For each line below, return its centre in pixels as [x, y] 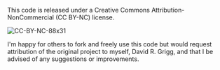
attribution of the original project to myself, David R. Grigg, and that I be [110, 52]
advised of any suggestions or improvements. [73, 59]
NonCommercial [31, 17]
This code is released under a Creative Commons [79, 10]
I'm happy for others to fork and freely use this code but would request [110, 44]
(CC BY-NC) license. [85, 17]
